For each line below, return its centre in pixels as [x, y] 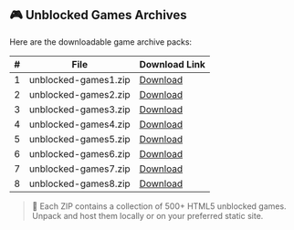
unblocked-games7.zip [79, 169]
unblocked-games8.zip [79, 183]
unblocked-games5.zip [79, 139]
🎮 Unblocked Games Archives [98, 15]
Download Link [172, 64]
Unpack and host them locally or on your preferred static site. [147, 215]
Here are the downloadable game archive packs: [101, 42]
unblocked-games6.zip [79, 153]
